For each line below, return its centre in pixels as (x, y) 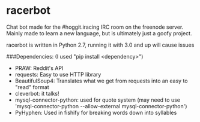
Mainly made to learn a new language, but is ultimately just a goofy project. (99, 33)
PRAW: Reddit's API (39, 68)
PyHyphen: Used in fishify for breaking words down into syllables (96, 112)
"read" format (32, 87)
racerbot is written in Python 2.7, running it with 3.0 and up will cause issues (100, 45)
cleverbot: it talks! (37, 93)
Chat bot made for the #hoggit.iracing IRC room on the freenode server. (95, 27)
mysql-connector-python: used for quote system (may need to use (97, 100)
